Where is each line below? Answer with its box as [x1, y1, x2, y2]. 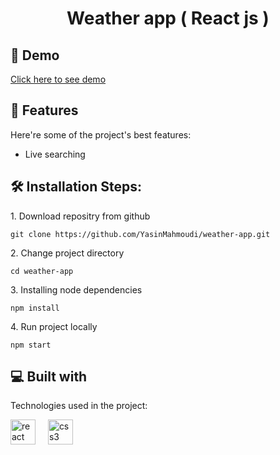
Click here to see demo [10, 73, 107, 85]
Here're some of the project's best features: [10, 128, 192, 141]
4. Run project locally [10, 320, 98, 332]
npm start [10, 340, 52, 350]
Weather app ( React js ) [66, 7, 270, 30]
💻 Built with [10, 368, 88, 386]
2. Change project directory [10, 247, 125, 259]
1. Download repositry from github [10, 210, 151, 222]
